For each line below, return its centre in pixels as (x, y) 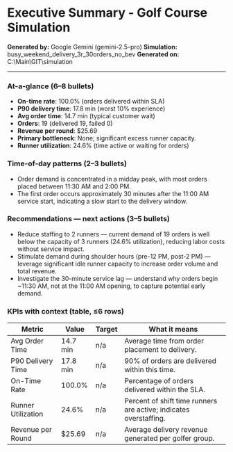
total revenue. (37, 271)
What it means (173, 330)
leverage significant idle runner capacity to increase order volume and (118, 264)
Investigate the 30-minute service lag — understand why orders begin (118, 278)
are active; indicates (157, 410)
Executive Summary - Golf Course (107, 13)
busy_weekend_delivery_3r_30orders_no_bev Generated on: (93, 54)
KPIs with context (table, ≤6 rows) (66, 311)
